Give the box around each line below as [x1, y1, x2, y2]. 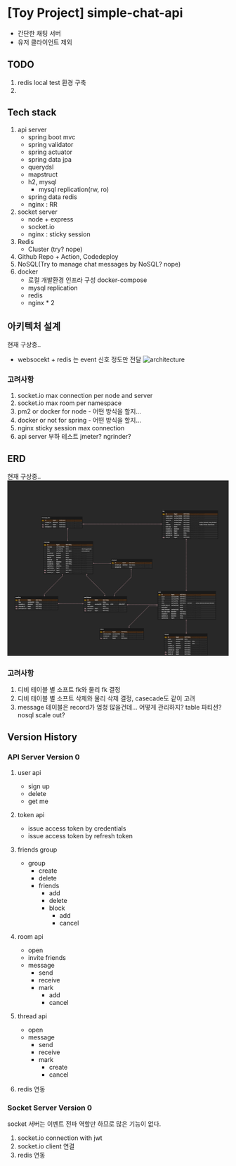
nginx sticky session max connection [17, 423, 125, 432]
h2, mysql [27, 177, 57, 186]
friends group [17, 845, 58, 854]
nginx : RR [27, 200, 58, 208]
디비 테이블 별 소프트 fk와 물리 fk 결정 [17, 685, 121, 693]
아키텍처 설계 [7, 320, 61, 332]
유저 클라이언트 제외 [17, 37, 72, 46]
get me [27, 797, 49, 805]
